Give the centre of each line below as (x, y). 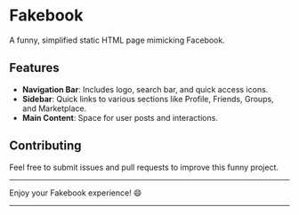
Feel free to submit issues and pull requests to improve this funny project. (144, 167)
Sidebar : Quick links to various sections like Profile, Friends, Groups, (148, 99)
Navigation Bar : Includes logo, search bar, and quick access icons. (145, 89)
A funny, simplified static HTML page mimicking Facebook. (117, 40)
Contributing (45, 146)
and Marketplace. (54, 108)
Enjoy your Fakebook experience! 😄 (76, 193)
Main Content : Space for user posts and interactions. (120, 117)
